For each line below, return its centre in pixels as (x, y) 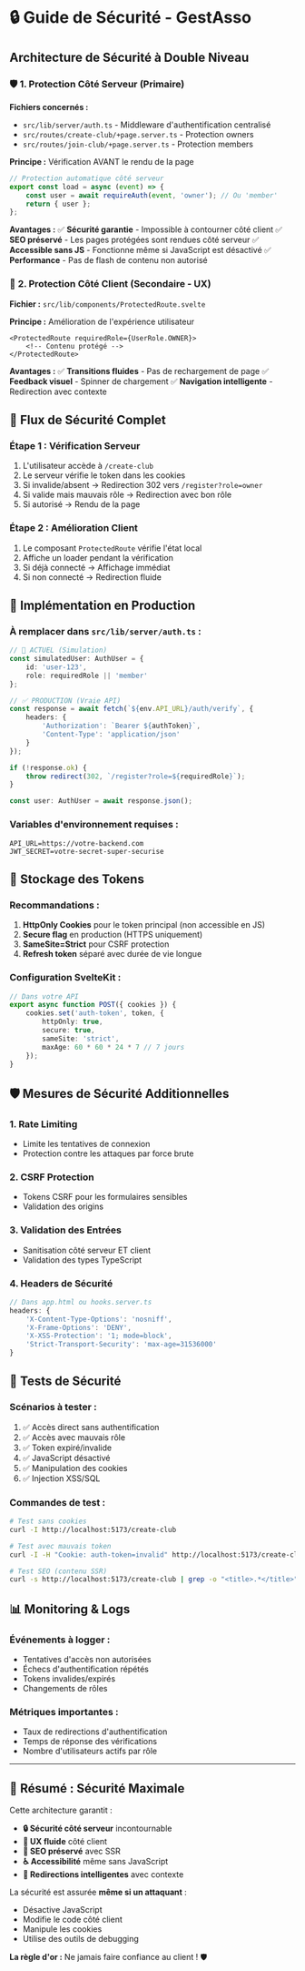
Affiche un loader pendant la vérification (98, 557)
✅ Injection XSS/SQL (61, 1478)
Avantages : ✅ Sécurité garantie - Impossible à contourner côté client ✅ (146, 229)
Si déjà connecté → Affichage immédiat (96, 567)
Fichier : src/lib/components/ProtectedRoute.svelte (108, 304)
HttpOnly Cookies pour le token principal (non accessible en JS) (144, 925)
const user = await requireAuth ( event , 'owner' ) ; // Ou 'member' (152, 195)
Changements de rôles (65, 1688)
